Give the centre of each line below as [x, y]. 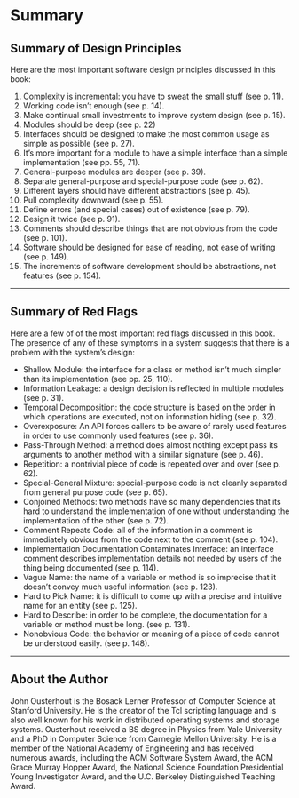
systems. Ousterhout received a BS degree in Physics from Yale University [146, 729]
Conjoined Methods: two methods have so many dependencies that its [152, 501]
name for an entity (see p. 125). [80, 605]
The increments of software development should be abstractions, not [149, 266]
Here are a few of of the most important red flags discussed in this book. [143, 333]
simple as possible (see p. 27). [79, 144]
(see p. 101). [45, 238]
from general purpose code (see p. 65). [95, 492]
